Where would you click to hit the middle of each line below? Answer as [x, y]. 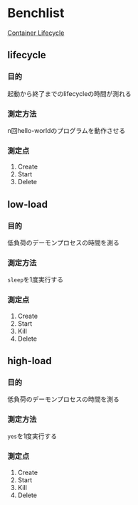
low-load [28, 204]
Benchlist [36, 13]
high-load [30, 361]
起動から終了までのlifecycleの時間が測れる [69, 93]
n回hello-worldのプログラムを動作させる [67, 130]
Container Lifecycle [36, 33]
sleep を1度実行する [36, 280]
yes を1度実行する [32, 436]
